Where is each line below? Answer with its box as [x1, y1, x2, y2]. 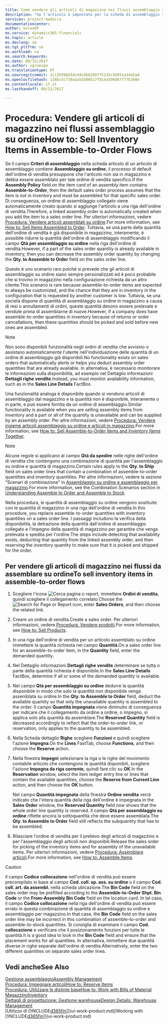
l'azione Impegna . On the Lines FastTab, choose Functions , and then [12, 740, 154, 746]
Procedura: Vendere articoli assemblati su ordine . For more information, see [5, 219, 160, 225]
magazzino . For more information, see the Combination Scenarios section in [5, 485, 161, 491]
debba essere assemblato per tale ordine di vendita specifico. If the [5, 177, 143, 183]
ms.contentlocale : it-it [5, 82, 57, 87]
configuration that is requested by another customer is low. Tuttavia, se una [5, 293, 161, 299]
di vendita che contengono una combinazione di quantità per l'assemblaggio [5, 458, 163, 464]
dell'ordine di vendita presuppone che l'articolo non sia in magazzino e [5, 171, 151, 178]
